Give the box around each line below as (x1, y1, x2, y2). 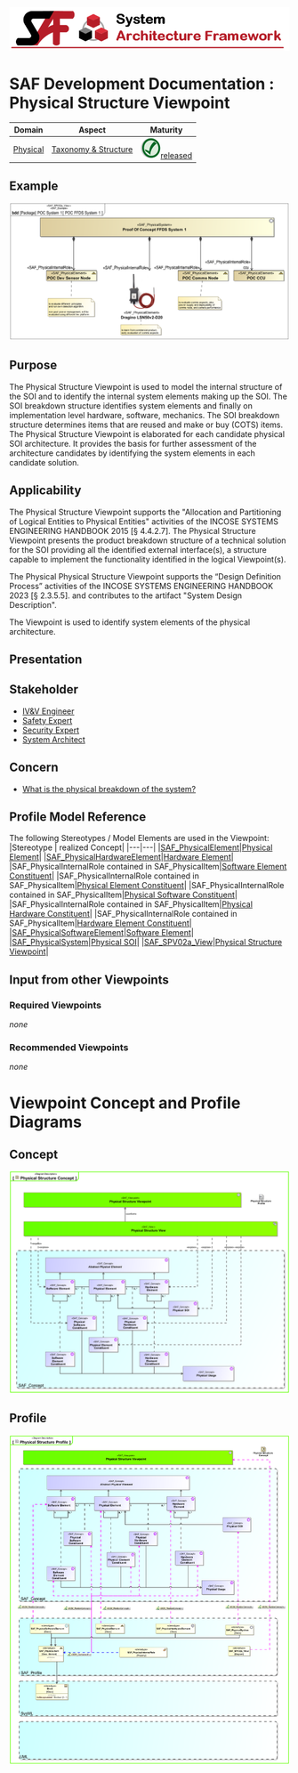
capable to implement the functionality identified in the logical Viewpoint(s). (9, 554, 286, 564)
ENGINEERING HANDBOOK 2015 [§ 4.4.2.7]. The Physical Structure (9, 525, 256, 536)
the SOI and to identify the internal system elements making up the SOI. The (9, 391, 287, 401)
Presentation (9, 652, 83, 667)
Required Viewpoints (9, 999, 102, 1011)
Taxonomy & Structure (52, 143, 133, 154)
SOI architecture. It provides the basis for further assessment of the (9, 438, 257, 449)
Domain (13, 124, 44, 135)
